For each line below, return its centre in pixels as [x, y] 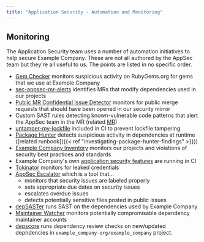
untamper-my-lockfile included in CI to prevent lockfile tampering [98, 129]
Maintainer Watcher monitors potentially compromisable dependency [102, 213]
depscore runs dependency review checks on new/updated [91, 226]
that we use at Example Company [58, 83]
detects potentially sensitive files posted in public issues [95, 200]
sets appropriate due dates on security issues [82, 187]
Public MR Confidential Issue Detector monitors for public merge [96, 102]
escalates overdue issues [56, 194]
